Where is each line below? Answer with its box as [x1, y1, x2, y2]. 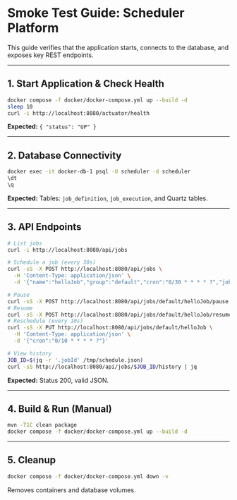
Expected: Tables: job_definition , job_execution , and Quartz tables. [7, 194, 208, 202]
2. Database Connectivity [7, 150, 122, 161]
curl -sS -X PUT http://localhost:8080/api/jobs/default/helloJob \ [7, 324, 213, 331]
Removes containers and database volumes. [7, 485, 136, 494]
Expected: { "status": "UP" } [7, 122, 97, 131]
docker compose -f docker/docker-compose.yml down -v [7, 472, 169, 480]
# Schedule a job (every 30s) [7, 259, 97, 266]
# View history [7, 350, 52, 357]
